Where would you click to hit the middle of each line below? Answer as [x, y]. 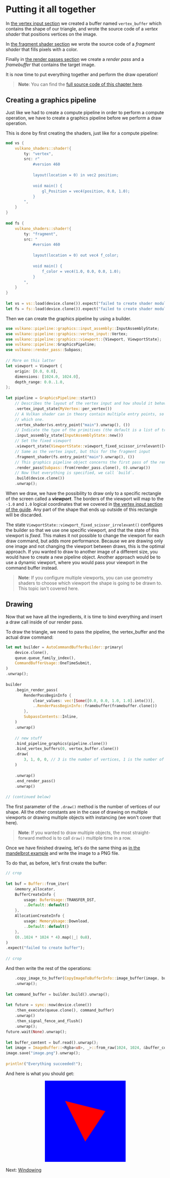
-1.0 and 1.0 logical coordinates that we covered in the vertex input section [84, 504]
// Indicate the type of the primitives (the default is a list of [87, 430]
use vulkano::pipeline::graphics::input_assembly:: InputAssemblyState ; [82, 328]
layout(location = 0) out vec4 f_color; [76, 255]
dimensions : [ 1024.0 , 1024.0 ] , [48, 376]
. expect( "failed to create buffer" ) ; [45, 948]
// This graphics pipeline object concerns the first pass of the [86, 462]
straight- [141, 833]
